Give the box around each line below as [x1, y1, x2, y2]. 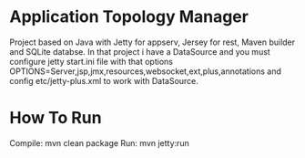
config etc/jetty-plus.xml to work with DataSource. [9, 75, 198, 86]
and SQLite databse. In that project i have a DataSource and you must [9, 46, 270, 57]
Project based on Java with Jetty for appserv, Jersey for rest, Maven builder [9, 37, 296, 47]
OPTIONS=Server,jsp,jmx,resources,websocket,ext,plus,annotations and [9, 66, 282, 77]
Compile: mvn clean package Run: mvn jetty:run [9, 137, 189, 148]
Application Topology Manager [9, 6, 249, 27]
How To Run [9, 108, 102, 129]
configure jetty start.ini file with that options [9, 56, 173, 67]
